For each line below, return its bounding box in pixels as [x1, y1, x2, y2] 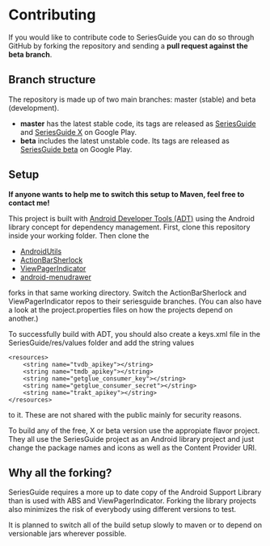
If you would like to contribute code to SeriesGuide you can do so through [8, 32, 255, 42]
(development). [8, 103, 59, 112]
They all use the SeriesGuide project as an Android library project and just [8, 434, 255, 443]
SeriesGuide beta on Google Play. [19, 144, 133, 154]
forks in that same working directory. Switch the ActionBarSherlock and [8, 288, 247, 297]
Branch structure [8, 73, 96, 86]
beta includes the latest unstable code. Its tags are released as [19, 136, 230, 145]
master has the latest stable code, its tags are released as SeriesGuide [19, 119, 256, 128]
